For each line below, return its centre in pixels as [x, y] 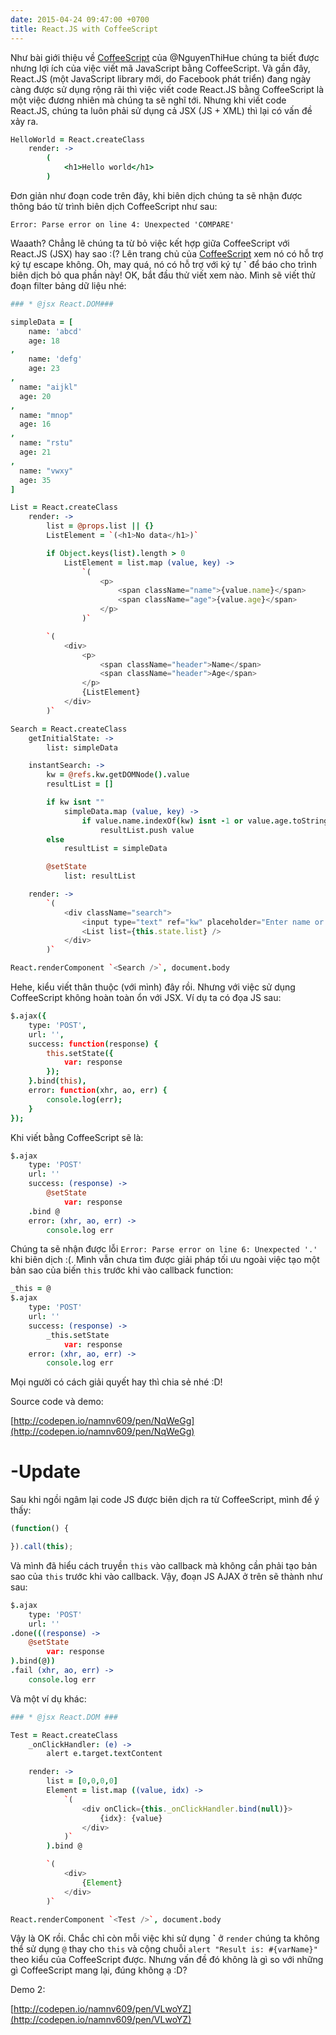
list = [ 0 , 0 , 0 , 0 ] [82, 1781]
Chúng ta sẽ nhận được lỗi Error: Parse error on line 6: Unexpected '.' [164, 1249]
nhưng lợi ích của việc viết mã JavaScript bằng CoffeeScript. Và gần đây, [160, 68]
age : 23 [44, 369]
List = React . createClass [64, 507]
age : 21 [35, 452]
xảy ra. [24, 121]
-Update [45, 1472]
